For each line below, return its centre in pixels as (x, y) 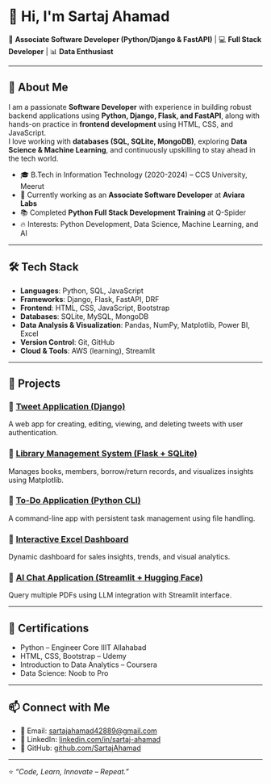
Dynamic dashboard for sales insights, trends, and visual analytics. (119, 557)
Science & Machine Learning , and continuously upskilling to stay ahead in (132, 149)
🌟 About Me (38, 88)
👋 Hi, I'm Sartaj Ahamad (89, 17)
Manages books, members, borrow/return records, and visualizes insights (131, 471)
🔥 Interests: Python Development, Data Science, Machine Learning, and (139, 224)
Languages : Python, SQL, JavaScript (81, 291)
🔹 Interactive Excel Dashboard (69, 539)
